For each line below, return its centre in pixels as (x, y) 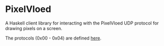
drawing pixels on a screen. (34, 28)
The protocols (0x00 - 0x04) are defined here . (53, 38)
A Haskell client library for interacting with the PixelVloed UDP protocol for (82, 23)
